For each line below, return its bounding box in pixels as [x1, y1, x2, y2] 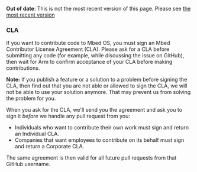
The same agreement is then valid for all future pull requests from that [6, 154, 177, 161]
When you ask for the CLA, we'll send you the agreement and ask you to [6, 106, 182, 113]
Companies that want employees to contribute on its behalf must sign [14, 137, 185, 144]
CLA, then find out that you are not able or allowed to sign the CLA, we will [6, 82, 188, 89]
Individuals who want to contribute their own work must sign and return [14, 124, 189, 131]
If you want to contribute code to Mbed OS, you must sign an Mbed [6, 40, 170, 47]
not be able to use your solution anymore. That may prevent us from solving [6, 89, 191, 96]
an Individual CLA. [14, 130, 59, 138]
